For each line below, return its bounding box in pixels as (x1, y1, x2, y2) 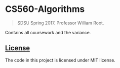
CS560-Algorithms (5, 3, 85, 15)
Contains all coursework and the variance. (5, 29, 91, 35)
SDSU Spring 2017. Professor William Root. (17, 20, 104, 26)
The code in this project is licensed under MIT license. (5, 57, 116, 63)
